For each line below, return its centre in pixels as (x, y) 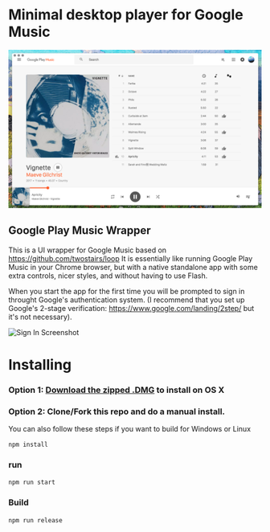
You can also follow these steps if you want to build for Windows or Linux (130, 429)
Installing (40, 364)
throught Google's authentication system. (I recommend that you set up (127, 300)
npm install (28, 445)
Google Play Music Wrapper (80, 231)
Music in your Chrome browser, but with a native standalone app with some (133, 267)
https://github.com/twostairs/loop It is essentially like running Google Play (131, 258)
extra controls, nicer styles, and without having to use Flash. (108, 276)
